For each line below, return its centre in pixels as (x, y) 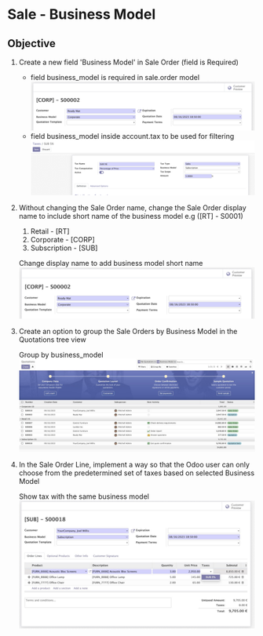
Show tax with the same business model (84, 496)
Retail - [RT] (50, 231)
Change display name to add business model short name (111, 263)
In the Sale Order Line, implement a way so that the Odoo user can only (134, 464)
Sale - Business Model (82, 15)
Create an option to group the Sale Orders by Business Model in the (128, 332)
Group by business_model (61, 355)
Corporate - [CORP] (62, 240)
